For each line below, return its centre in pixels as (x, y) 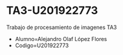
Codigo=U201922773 (42, 45)
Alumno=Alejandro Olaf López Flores (61, 39)
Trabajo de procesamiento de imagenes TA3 (62, 27)
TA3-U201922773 (52, 11)
